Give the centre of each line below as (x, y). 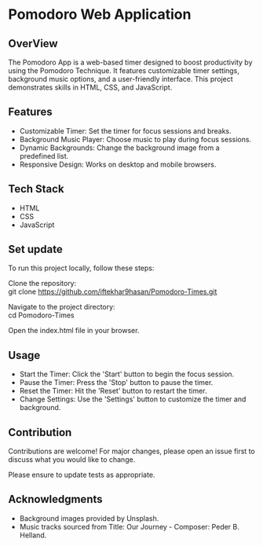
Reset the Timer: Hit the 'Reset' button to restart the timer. (113, 391)
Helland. (33, 535)
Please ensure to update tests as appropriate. (82, 475)
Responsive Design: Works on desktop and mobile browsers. (118, 164)
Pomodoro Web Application (100, 15)
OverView (33, 44)
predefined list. (44, 156)
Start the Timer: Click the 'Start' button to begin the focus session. (127, 374)
